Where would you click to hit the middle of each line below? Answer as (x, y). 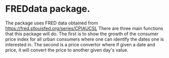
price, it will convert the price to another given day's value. (67, 50)
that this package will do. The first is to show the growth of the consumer (82, 34)
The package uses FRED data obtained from (52, 23)
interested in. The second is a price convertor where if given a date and (80, 44)
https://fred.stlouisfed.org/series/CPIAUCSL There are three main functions (84, 28)
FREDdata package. (48, 9)
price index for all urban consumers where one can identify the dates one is (85, 39)
